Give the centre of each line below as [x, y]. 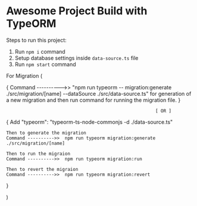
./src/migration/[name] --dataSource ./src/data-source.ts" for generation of [99, 93]
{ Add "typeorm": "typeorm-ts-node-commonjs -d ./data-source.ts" [90, 122]
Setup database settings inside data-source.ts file [76, 58]
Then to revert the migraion [42, 169]
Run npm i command [40, 51]
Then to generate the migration [46, 133]
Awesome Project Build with [77, 11]
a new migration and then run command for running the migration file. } [93, 100]
